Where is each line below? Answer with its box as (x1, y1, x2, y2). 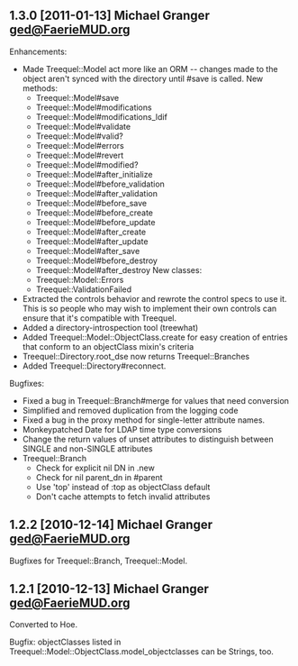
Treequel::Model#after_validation (35, 187, 158, 198)
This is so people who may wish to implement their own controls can (22, 303, 277, 314)
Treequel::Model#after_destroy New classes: (35, 264, 203, 275)
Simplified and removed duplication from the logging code (22, 405, 239, 415)
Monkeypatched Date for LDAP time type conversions (22, 424, 222, 434)
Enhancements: (9, 46, 68, 57)
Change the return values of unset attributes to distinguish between (22, 433, 274, 444)
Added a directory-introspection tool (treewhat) (22, 322, 199, 333)
